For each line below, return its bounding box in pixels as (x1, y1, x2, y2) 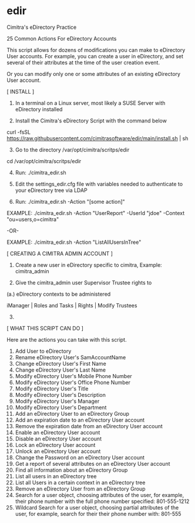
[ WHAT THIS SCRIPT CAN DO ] (6, 325, 84, 332)
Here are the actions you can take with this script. (6, 336, 127, 343)
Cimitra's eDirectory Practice (6, 24, 77, 31)
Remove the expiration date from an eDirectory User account (15, 422, 163, 429)
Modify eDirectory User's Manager (15, 398, 100, 405)
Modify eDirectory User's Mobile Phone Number (15, 372, 133, 379)
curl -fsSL (6, 128, 31, 135)
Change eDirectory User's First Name (15, 360, 106, 367)
